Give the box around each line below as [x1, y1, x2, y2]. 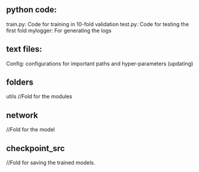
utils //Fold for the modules [6, 93, 73, 100]
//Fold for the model [6, 126, 55, 133]
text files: [6, 44, 42, 54]
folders [6, 77, 34, 87]
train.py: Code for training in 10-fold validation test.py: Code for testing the [6, 20, 189, 27]
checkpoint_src [6, 143, 66, 154]
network [6, 110, 39, 120]
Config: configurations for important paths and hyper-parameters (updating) [6, 60, 194, 67]
